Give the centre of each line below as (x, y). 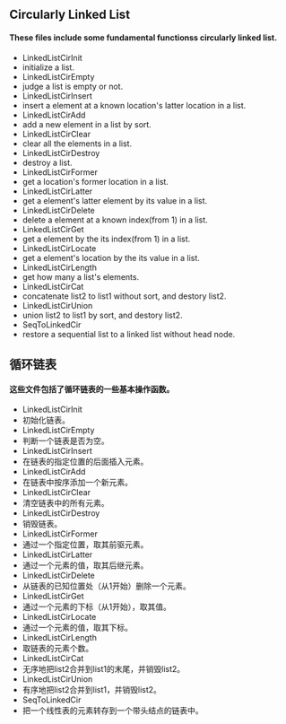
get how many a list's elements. (81, 276)
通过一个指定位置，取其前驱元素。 (85, 545)
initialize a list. (48, 67)
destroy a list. (48, 162)
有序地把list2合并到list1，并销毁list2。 (91, 690)
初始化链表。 (46, 420)
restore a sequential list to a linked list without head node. (129, 334)
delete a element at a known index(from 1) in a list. (115, 220)
